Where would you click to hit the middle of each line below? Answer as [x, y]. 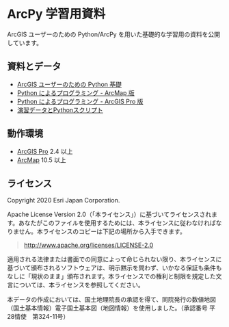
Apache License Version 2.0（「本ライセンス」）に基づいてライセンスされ [109, 214]
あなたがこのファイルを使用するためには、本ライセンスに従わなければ [117, 223]
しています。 [25, 42]
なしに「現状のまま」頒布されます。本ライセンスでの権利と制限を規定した [112, 276]
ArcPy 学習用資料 [56, 14]
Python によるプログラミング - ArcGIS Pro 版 [80, 101]
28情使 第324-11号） [38, 317]
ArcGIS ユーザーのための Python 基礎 [69, 84]
